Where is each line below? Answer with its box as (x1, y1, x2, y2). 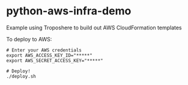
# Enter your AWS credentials (6, 47, 82, 53)
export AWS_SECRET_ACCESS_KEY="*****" (6, 57, 103, 63)
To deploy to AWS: (6, 35, 52, 42)
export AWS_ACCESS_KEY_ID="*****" (6, 52, 93, 58)
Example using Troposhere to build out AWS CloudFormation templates (6, 24, 182, 31)
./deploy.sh (6, 73, 36, 79)
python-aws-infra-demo (6, 4, 132, 18)
